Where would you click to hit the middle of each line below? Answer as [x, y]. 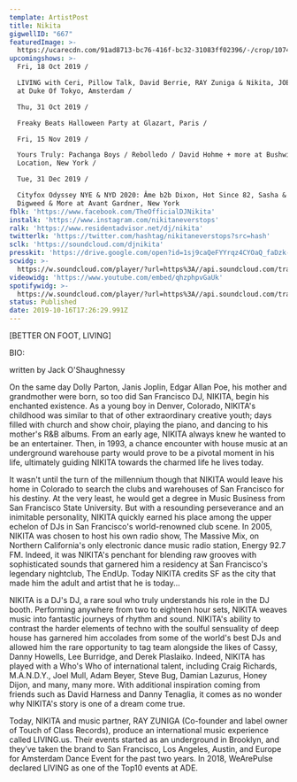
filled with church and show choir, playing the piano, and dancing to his [139, 425]
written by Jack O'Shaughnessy [67, 370]
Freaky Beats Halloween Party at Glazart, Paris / [112, 123]
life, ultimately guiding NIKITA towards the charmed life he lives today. [137, 462]
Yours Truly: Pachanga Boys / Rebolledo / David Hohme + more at [140, 155]
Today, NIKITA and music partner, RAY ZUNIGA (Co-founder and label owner [148, 721]
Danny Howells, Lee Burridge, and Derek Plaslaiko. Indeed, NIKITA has [137, 657]
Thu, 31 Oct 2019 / [53, 107]
